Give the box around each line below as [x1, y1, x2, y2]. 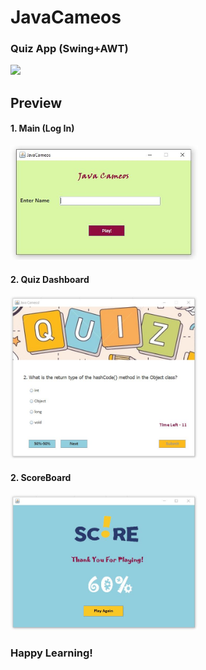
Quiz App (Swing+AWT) [10, 42, 129, 56]
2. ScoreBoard [10, 472, 72, 484]
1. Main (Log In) [10, 122, 75, 135]
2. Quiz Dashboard [10, 273, 90, 285]
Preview [10, 94, 63, 111]
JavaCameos [10, 6, 122, 29]
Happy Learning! [10, 646, 93, 660]
